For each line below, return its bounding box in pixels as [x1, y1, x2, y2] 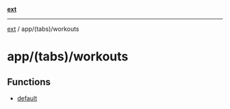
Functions [7, 76, 51, 88]
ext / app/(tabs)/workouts [7, 25, 80, 33]
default [16, 95, 38, 102]
